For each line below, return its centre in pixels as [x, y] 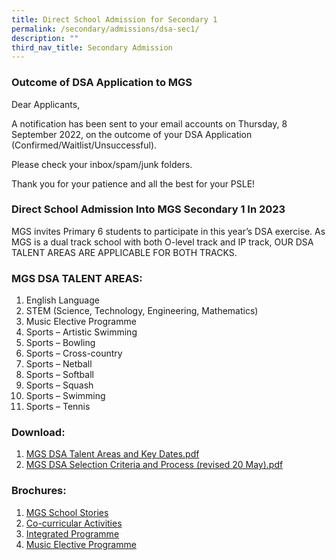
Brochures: [39, 491]
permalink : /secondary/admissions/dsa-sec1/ [105, 29]
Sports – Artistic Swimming [81, 332]
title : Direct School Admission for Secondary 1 [114, 19]
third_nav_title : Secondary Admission [92, 47]
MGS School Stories [67, 512]
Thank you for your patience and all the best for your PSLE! [133, 183]
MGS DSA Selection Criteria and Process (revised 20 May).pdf [154, 465]
